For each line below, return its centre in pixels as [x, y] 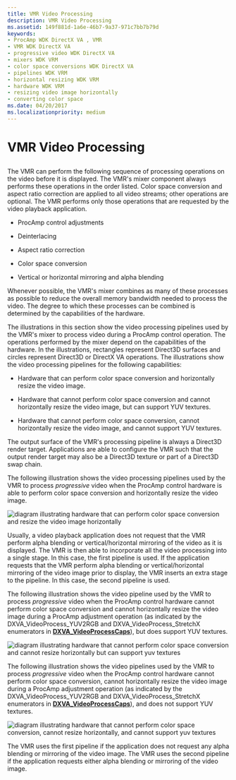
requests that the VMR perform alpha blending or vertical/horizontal [106, 565]
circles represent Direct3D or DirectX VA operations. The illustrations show [116, 357]
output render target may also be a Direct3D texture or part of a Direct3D [113, 457]
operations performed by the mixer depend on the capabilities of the [107, 342]
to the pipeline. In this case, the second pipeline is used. [89, 580]
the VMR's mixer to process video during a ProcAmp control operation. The [117, 335]
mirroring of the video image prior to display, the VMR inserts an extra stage [117, 573]
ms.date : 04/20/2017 [38, 106]
